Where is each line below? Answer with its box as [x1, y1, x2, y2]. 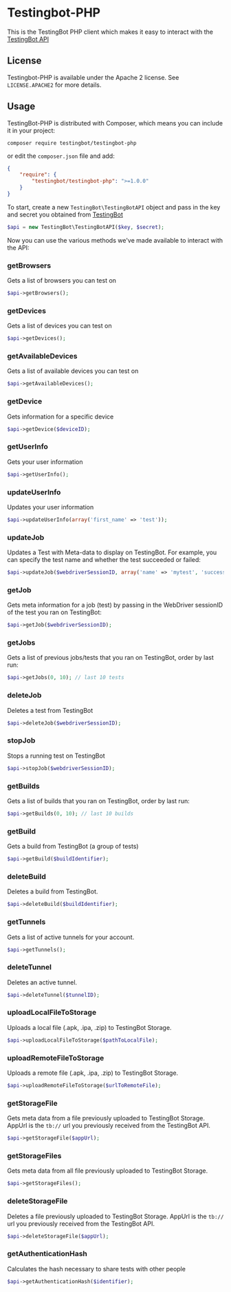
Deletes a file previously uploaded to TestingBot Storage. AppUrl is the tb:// [7, 1212, 224, 1220]
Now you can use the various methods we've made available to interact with [7, 236, 223, 244]
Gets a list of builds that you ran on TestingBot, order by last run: [7, 797, 190, 805]
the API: [7, 243, 30, 252]
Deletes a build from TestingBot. [7, 887, 98, 896]
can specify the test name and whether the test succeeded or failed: [7, 556, 201, 564]
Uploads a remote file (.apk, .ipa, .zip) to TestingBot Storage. [7, 1069, 179, 1077]
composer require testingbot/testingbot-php [7, 139, 137, 146]
